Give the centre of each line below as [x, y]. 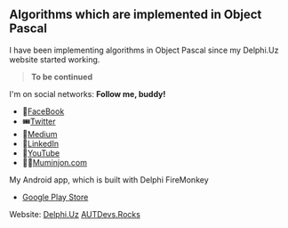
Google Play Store [55, 197]
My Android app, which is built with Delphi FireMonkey [109, 179]
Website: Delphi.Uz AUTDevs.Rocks [75, 214]
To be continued [62, 77]
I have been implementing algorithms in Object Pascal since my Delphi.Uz [144, 50]
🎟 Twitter [39, 121]
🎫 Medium [40, 134]
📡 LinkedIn [40, 143]
